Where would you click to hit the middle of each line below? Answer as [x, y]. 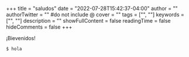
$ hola [14, 49]
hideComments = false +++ [39, 27]
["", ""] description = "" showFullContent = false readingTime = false [88, 21]
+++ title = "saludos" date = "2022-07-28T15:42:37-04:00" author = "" [92, 8]
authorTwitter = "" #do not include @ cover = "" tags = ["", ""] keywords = [95, 15]
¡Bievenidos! [21, 38]
